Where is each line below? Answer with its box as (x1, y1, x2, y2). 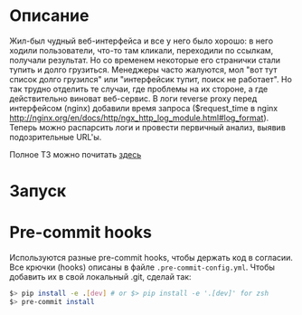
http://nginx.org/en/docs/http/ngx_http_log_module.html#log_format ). (9, 112, 269, 123)
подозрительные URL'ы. (9, 131, 102, 142)
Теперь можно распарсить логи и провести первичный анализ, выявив (9, 121, 287, 132)
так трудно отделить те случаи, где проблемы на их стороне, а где (9, 83, 269, 94)
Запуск (9, 181, 67, 202)
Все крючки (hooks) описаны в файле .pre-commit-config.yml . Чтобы (9, 262, 276, 272)
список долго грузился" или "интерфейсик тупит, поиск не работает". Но (9, 73, 292, 84)
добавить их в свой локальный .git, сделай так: (9, 272, 192, 282)
